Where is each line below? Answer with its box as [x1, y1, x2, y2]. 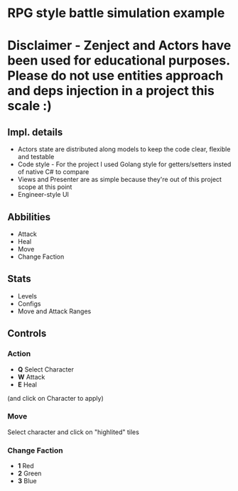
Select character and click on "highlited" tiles [7, 428, 140, 436]
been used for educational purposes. [7, 53, 230, 69]
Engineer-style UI [17, 190, 70, 199]
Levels [17, 291, 38, 300]
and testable [17, 153, 55, 161]
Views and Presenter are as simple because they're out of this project [17, 176, 222, 184]
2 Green [17, 469, 42, 477]
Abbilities [7, 211, 51, 223]
